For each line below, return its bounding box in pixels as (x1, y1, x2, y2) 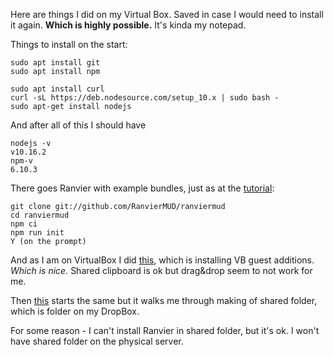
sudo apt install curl (10, 84, 105, 94)
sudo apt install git (10, 58, 101, 68)
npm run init (10, 228, 65, 238)
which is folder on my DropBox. (10, 305, 140, 317)
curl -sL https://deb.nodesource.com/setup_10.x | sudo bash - (10, 93, 280, 103)
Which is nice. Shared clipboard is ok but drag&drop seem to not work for (10, 265, 313, 276)
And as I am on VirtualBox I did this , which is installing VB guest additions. (10, 254, 315, 266)
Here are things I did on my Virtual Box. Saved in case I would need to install (10, 9, 324, 20)
